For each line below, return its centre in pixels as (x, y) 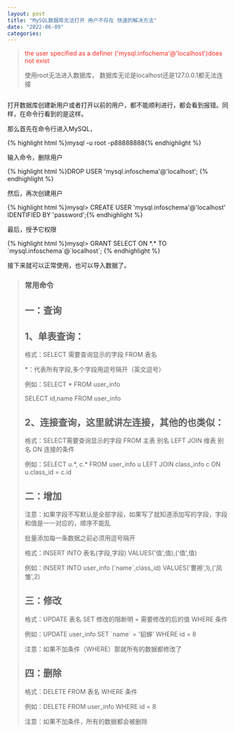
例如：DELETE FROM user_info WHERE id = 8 (90, 706)
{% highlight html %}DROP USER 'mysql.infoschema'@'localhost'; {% (108, 171)
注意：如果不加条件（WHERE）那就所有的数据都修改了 (103, 649)
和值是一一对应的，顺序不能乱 (67, 523)
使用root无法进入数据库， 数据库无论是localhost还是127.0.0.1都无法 (121, 75)
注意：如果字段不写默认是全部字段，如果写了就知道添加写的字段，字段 (126, 514)
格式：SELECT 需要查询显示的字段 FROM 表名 (91, 355)
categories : (25, 33)
